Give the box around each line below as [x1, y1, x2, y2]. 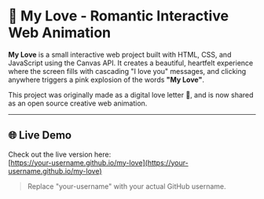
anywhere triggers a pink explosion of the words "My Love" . [8, 75, 204, 84]
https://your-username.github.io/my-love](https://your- [10, 157, 189, 168]
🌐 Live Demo [8, 129, 72, 142]
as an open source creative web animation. [8, 98, 148, 108]
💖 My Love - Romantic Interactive [8, 7, 229, 25]
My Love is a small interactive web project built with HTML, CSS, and [8, 50, 232, 59]
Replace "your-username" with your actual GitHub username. [27, 181, 226, 191]
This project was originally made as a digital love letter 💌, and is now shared [8, 90, 254, 99]
